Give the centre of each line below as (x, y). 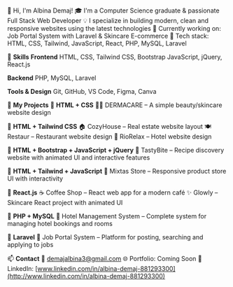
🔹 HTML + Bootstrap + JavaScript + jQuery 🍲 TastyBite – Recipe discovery (116, 150)
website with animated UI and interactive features (79, 157)
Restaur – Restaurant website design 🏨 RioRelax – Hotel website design (110, 136)
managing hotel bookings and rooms (60, 224)
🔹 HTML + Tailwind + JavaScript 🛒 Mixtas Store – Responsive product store (117, 171)
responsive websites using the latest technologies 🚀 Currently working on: (114, 28)
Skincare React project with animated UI (65, 203)
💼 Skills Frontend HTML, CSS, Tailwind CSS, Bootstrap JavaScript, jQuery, (115, 57)
